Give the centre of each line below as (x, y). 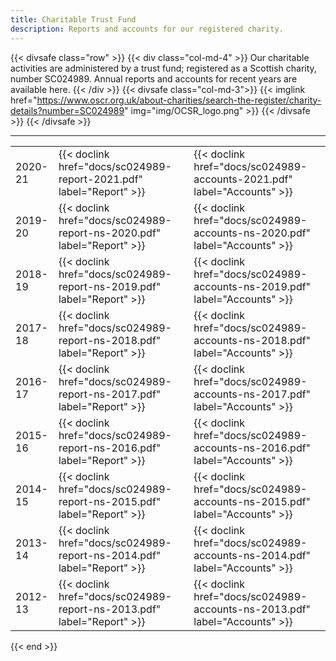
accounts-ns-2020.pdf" (252, 233)
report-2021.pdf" (101, 179)
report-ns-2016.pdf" (110, 448)
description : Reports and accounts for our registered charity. (147, 29)
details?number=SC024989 (67, 110)
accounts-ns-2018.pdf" (252, 340)
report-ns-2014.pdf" (110, 555)
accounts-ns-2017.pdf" (252, 394)
